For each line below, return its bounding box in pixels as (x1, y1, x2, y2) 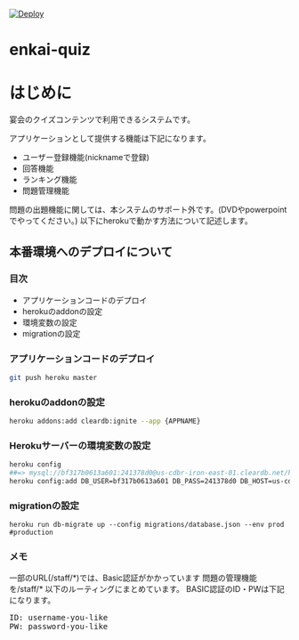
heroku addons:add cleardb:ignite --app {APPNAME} (9, 417, 201, 426)
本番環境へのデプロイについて (9, 244, 174, 259)
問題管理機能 (21, 185, 69, 196)
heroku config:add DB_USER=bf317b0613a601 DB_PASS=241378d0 (9, 477, 238, 486)
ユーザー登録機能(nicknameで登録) (21, 152, 149, 163)
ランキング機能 (21, 174, 77, 185)
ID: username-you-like (9, 612, 109, 622)
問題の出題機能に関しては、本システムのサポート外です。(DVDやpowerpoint (9, 205, 287, 215)
